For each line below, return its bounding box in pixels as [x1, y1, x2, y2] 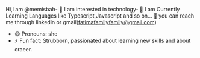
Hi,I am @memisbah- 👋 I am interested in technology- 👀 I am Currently [5, 6, 180, 13]
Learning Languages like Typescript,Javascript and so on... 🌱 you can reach [5, 12, 194, 19]
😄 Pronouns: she [14, 30, 58, 37]
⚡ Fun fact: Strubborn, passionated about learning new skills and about [14, 37, 191, 44]
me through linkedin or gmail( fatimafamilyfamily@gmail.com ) [5, 19, 157, 25]
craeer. [14, 46, 33, 53]
